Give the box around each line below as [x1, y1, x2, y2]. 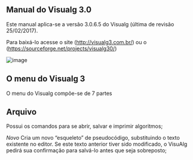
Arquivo [6, 107, 37, 117]
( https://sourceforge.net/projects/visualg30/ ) [6, 45, 117, 52]
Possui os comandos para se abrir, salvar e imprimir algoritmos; [6, 122, 163, 130]
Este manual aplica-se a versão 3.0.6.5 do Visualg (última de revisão [6, 20, 174, 27]
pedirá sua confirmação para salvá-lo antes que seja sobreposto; [6, 147, 167, 154]
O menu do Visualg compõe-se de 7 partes [6, 90, 112, 97]
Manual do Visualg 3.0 [6, 5, 91, 15]
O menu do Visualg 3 [6, 74, 85, 84]
